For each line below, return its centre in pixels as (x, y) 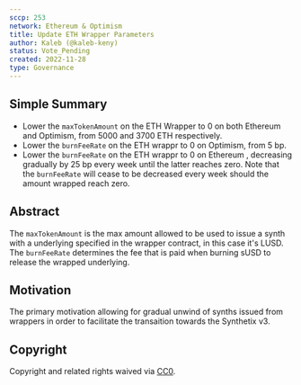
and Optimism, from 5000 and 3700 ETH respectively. (122, 135)
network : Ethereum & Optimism (66, 26)
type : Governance (42, 68)
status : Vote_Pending (50, 51)
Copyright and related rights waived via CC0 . (93, 372)
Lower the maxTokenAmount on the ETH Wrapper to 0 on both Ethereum (151, 126)
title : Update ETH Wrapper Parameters (82, 34)
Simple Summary (58, 104)
